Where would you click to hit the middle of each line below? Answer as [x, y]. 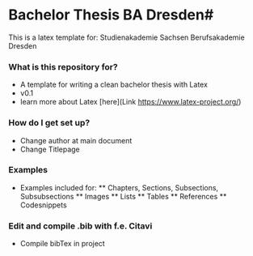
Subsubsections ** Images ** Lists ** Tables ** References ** [123, 196]
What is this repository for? [63, 66]
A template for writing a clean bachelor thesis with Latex [114, 85]
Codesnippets [43, 205]
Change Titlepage [50, 149]
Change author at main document [76, 140]
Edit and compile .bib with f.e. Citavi [80, 226]
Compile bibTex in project [62, 244]
